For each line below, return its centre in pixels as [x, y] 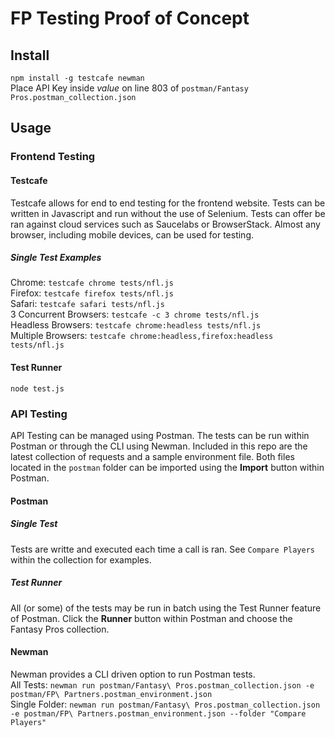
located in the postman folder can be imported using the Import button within [167, 467]
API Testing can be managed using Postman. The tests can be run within [160, 435]
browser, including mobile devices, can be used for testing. [132, 234]
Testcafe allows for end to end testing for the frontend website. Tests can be [168, 203]
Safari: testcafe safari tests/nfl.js [87, 304]
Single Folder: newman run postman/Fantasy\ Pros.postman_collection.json [165, 704]
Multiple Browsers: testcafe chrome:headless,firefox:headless [142, 336]
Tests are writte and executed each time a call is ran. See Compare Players [162, 549]
